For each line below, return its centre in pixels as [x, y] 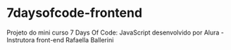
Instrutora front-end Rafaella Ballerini [60, 39]
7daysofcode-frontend [74, 13]
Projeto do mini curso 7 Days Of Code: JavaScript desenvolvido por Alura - [115, 32]
